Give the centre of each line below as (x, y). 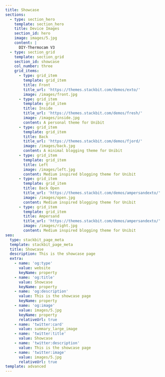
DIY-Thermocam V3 (37, 47)
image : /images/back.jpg (49, 146)
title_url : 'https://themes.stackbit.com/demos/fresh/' (83, 113)
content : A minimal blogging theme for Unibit (73, 151)
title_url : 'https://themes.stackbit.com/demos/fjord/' (83, 141)
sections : (16, 15)
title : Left (36, 165)
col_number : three (33, 66)
